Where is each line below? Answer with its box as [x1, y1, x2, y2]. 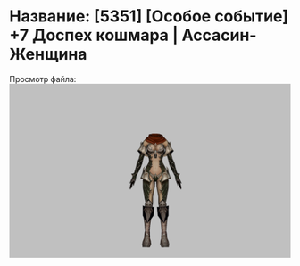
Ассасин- [181, 25, 257, 46]
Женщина [9, 45, 87, 64]
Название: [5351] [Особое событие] [9, 6, 288, 27]
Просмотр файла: [9, 73, 77, 84]
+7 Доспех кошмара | [9, 25, 179, 46]
